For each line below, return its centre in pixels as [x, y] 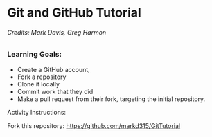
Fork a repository [42, 77]
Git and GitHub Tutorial [74, 13]
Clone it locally [38, 84]
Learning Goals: [35, 55]
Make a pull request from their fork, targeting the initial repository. [111, 99]
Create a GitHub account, [53, 69]
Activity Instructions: [37, 112]
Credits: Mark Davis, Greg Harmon [57, 32]
